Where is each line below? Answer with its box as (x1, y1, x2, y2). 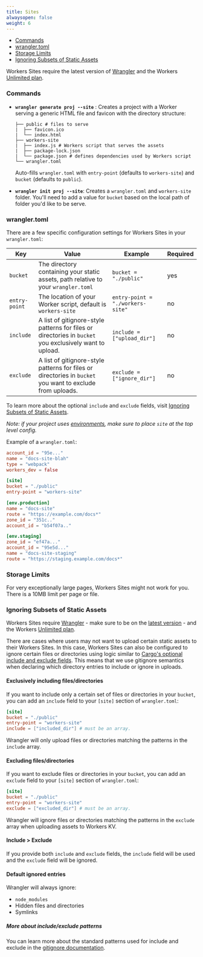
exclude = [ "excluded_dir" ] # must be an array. (6, 805, 131, 812)
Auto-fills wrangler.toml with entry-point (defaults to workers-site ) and (14, 169, 195, 176)
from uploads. (38, 386, 79, 394)
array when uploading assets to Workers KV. (6, 823, 117, 830)
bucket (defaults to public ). (14, 175, 83, 182)
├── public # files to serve (14, 121, 89, 127)
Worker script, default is (38, 300, 107, 308)
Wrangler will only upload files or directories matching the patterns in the (6, 737, 188, 744)
